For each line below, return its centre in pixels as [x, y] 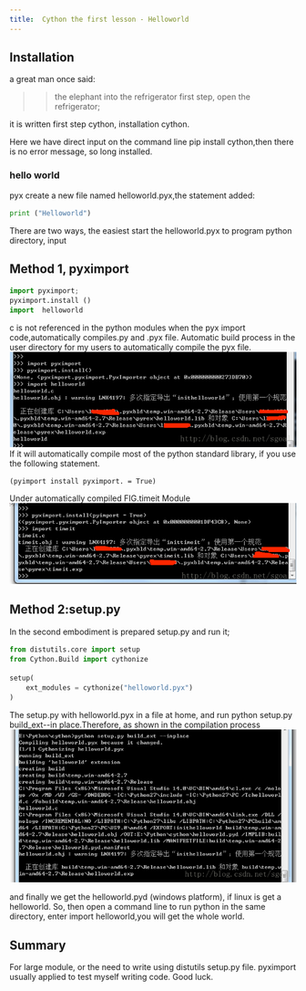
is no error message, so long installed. [81, 151]
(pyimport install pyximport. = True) [83, 481]
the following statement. [55, 463]
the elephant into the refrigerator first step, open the [152, 97]
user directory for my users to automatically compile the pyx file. [131, 348]
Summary [38, 945]
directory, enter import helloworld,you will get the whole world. [127, 916]
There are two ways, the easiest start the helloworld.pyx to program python [151, 230]
